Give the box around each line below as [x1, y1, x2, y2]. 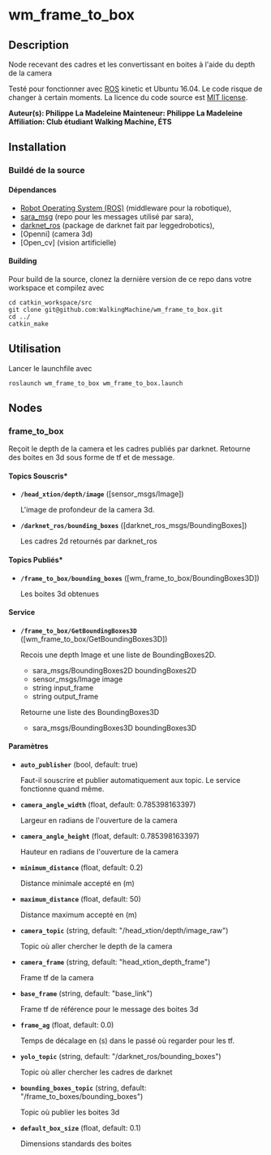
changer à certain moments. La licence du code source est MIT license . [8, 93, 248, 102]
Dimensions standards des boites [19, 1139, 132, 1149]
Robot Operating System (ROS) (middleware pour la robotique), [19, 203, 232, 213]
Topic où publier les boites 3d [19, 1107, 120, 1118]
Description [8, 38, 69, 52]
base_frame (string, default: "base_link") [19, 988, 153, 998]
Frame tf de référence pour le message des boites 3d [19, 1005, 199, 1014]
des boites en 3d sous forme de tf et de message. [8, 452, 175, 462]
